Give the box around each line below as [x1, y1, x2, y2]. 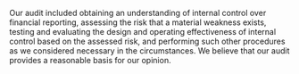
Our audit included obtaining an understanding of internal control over [9, 8, 267, 18]
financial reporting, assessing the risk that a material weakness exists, [9, 17, 267, 28]
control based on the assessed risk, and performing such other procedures [9, 36, 286, 46]
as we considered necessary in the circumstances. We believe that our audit [9, 45, 290, 56]
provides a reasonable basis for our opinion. [9, 55, 171, 65]
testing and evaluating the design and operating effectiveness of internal [9, 27, 277, 37]
